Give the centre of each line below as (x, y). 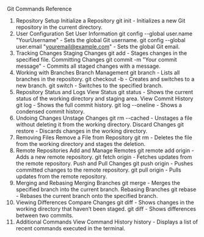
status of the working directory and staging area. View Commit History (104, 98)
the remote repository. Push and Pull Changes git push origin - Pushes (104, 163)
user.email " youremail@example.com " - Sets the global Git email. (98, 46)
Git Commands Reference (39, 9)
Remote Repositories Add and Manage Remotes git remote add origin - (105, 150)
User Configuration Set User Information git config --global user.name (104, 34)
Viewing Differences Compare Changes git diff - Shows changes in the (105, 202)
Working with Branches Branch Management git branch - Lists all (98, 72)
